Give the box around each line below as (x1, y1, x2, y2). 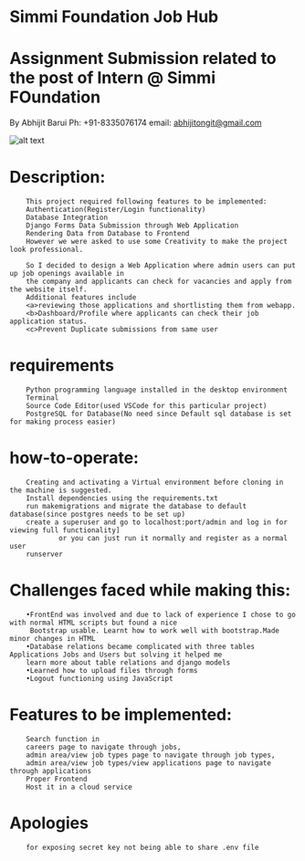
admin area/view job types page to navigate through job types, (26, 751, 276, 760)
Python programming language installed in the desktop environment (26, 385, 288, 394)
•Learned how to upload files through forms (26, 666, 198, 675)
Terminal (26, 394, 59, 403)
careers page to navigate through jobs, (26, 742, 182, 751)
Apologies (9, 813, 89, 833)
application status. (9, 317, 89, 326)
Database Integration (26, 213, 108, 223)
